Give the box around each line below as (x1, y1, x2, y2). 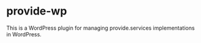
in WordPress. (6, 30, 42, 38)
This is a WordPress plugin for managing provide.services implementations (6, 24, 195, 31)
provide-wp (6, 4, 67, 18)
